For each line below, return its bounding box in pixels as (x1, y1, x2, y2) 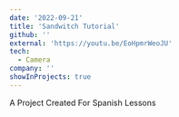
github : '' (9, 30, 51, 39)
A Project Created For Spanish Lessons (9, 97, 156, 108)
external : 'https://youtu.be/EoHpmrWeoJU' (9, 38, 173, 48)
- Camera (17, 55, 51, 64)
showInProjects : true (9, 73, 92, 82)
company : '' (9, 64, 55, 73)
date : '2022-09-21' (9, 13, 84, 23)
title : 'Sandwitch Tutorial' (9, 22, 120, 31)
